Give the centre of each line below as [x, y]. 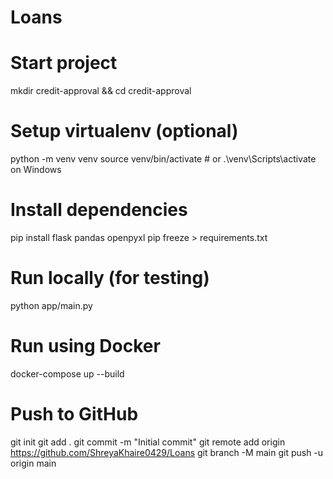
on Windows [36, 170]
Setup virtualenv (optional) [124, 131]
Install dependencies [99, 210]
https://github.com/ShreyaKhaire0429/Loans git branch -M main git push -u [167, 452]
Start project [64, 63]
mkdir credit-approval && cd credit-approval [101, 91]
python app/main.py [51, 305]
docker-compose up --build [67, 373]
